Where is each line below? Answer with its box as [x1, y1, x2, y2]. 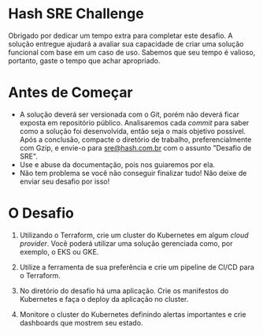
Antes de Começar [8, 84, 133, 102]
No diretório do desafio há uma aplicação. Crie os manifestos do [19, 285, 229, 296]
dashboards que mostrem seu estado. [19, 318, 143, 327]
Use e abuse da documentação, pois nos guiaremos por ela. [19, 159, 215, 169]
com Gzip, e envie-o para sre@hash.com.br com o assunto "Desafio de [19, 143, 252, 152]
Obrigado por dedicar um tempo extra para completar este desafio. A [8, 31, 233, 40]
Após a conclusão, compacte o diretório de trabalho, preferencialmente [19, 135, 252, 144]
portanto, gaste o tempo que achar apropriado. [8, 56, 161, 65]
